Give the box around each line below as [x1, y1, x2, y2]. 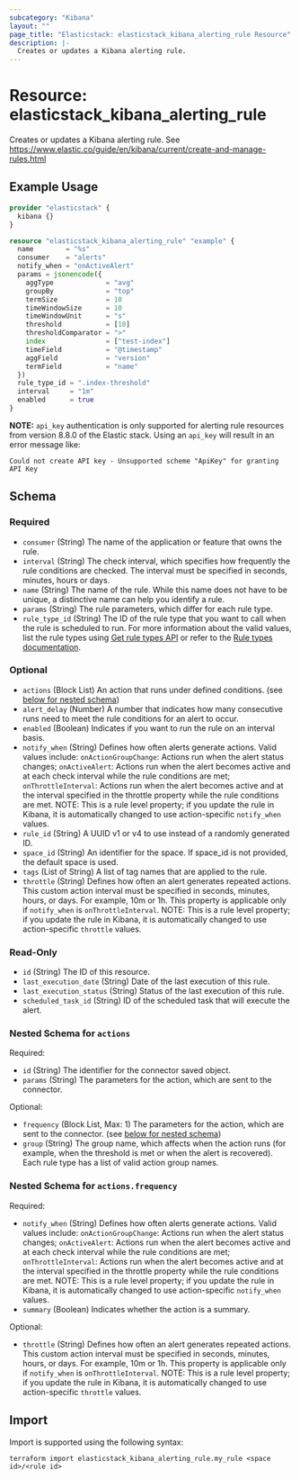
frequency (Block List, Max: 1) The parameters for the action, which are [22, 1119, 285, 1130]
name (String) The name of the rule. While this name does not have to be [22, 584, 288, 595]
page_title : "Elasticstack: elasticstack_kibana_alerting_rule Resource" [9, 30, 292, 39]
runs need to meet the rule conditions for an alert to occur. [22, 713, 240, 724]
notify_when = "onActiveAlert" [17, 262, 135, 271]
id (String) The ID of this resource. [22, 967, 151, 978]
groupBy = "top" [25, 286, 135, 295]
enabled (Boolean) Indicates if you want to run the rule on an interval [22, 722, 276, 734]
